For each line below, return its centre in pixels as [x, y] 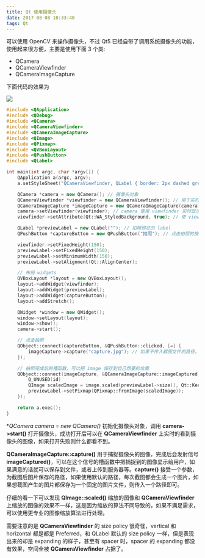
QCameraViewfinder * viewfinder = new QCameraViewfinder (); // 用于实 [106, 200]
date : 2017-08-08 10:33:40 [41, 18]
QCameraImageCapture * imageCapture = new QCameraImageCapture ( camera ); [110, 206]
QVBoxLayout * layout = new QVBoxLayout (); [72, 278]
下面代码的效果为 [28, 87]
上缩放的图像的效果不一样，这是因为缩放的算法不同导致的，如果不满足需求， [103, 505]
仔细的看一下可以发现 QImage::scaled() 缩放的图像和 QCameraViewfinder [100, 498]
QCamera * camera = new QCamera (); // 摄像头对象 [78, 194]
